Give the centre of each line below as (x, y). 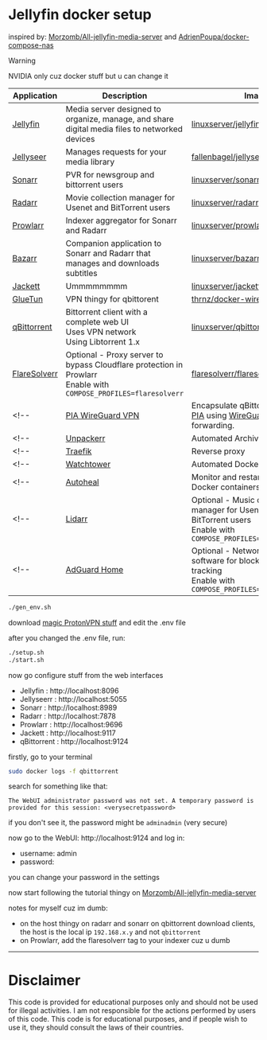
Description (125, 95)
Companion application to (114, 243)
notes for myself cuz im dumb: (58, 908)
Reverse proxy (218, 451)
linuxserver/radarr (225, 202)
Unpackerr (85, 438)
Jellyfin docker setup (80, 15)
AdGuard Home (95, 569)
